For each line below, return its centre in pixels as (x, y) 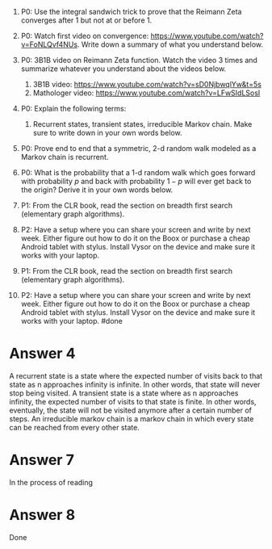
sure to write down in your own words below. (107, 133)
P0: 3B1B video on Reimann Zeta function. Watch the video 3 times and (139, 60)
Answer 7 (42, 460)
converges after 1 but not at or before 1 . (86, 20)
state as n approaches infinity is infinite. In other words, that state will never (135, 384)
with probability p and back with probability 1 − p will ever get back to (136, 181)
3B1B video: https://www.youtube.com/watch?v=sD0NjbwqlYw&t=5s (147, 84)
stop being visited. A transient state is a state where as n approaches (124, 393)
